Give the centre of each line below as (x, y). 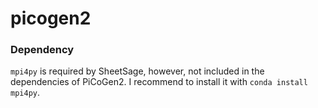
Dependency (42, 50)
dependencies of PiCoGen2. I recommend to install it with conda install (159, 82)
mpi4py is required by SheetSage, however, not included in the (137, 71)
